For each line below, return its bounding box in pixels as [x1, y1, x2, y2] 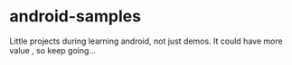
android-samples [9, 6, 142, 27]
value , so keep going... [9, 45, 97, 55]
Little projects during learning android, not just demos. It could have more [9, 36, 283, 46]
